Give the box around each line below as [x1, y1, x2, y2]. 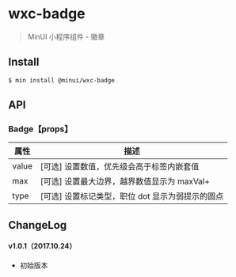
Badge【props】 [8, 123, 73, 135]
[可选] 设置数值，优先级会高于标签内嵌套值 [40, 161, 200, 173]
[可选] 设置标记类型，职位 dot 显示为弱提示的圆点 [40, 191, 224, 202]
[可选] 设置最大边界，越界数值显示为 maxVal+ [40, 176, 210, 187]
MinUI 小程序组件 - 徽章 [27, 32, 105, 41]
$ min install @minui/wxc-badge [8, 76, 115, 84]
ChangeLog [8, 218, 67, 232]
